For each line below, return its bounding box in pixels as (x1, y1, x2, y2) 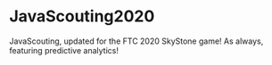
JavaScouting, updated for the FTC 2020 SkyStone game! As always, (9, 36, 264, 46)
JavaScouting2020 (9, 6, 155, 27)
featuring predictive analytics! (9, 45, 119, 55)
